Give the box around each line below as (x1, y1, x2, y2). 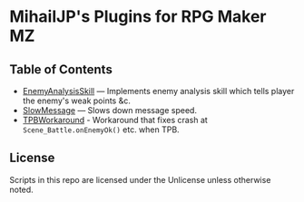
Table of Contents (9, 62, 113, 77)
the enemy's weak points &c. (22, 95, 132, 106)
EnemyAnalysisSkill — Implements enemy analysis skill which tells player (22, 86, 295, 96)
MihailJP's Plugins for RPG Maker (9, 6, 267, 27)
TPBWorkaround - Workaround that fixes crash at (22, 115, 209, 125)
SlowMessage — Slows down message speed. (22, 105, 198, 115)
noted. (9, 184, 34, 195)
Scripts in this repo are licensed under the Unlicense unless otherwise (9, 174, 271, 185)
